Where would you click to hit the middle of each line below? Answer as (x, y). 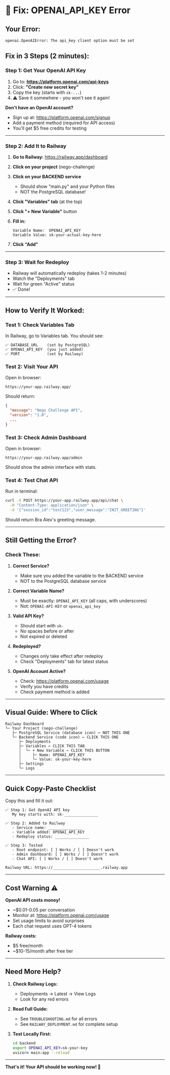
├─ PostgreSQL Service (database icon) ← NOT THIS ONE (71, 733)
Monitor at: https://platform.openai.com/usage (61, 915)
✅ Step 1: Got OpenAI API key (37, 810)
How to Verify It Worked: (45, 310)
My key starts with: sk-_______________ (55, 815)
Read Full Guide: (30, 1009)
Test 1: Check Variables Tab (40, 325)
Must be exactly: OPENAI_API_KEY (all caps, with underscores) (83, 601)
